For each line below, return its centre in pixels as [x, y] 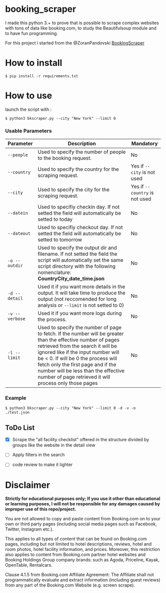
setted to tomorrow [60, 240]
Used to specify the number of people [82, 152]
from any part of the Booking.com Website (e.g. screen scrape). [70, 585]
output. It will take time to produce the [82, 293]
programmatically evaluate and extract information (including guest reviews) [83, 580]
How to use [29, 96]
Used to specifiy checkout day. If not [80, 228]
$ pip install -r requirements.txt [42, 76]
